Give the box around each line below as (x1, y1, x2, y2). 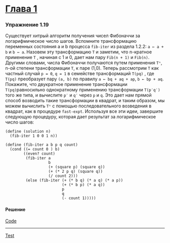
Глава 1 (5, 3, 37, 15)
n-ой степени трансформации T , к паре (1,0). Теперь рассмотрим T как (5, 65, 159, 71)
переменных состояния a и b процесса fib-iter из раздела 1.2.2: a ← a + (5, 44, 164, 50)
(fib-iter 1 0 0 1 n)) (10, 133, 58, 139)
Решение (5, 206, 26, 212)
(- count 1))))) (61, 196, 96, 201)
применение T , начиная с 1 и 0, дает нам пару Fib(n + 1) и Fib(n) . (5, 54, 150, 60)
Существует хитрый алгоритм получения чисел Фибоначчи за (5, 33, 141, 39)
